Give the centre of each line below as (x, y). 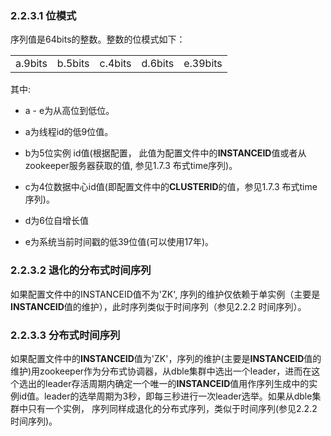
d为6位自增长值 (57, 221)
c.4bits (115, 64)
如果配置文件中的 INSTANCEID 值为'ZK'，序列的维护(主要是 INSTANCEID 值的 (166, 358)
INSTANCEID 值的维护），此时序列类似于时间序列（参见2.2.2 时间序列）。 (158, 306)
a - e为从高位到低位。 (69, 111)
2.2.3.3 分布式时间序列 (65, 335)
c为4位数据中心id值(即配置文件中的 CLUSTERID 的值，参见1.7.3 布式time (171, 187)
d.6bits (158, 64)
